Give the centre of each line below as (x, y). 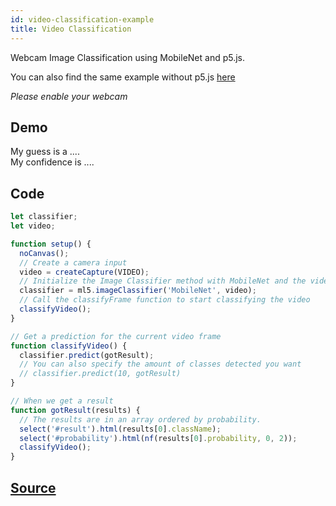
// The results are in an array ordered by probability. (140, 419)
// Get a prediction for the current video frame (116, 336)
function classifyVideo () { (69, 346)
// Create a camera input (73, 262)
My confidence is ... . (52, 162)
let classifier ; (44, 217)
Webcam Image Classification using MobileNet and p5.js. (128, 57)
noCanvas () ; (44, 253)
